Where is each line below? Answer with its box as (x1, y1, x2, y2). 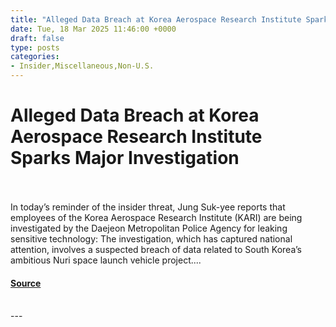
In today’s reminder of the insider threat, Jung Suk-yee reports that (10, 201, 286, 213)
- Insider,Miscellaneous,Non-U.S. (10, 61, 155, 71)
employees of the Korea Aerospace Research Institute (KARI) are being (10, 211, 303, 223)
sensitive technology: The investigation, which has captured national (10, 232, 293, 245)
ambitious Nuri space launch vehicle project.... (10, 254, 202, 266)
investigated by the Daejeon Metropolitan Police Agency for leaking (10, 222, 288, 234)
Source (10, 277, 42, 289)
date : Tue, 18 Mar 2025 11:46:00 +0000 (10, 24, 177, 34)
